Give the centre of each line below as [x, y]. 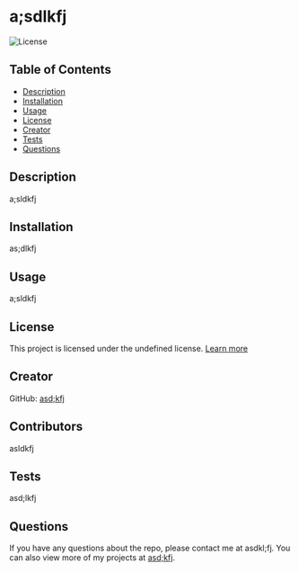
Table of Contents [61, 70]
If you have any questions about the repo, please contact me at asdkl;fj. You [150, 548]
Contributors [46, 427]
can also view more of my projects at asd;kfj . [92, 558]
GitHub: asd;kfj [37, 398]
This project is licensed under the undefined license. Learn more [129, 349]
